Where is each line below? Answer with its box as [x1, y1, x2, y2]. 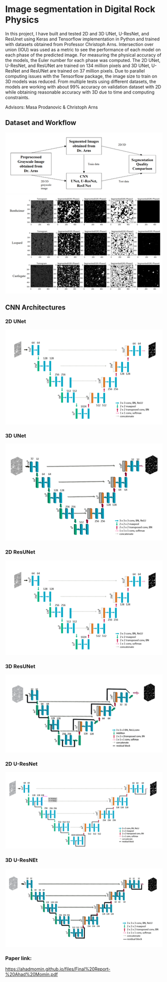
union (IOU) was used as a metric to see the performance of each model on [5, 46, 161, 52]
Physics [5, 14, 39, 25]
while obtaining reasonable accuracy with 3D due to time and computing [5, 89, 155, 95]
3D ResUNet [5, 662, 35, 669]
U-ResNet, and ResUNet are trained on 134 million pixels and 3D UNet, [5, 62, 150, 68]
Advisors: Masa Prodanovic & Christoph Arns [5, 104, 98, 110]
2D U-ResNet [5, 760, 38, 767]
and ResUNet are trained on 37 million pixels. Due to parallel [21, 67, 145, 73]
